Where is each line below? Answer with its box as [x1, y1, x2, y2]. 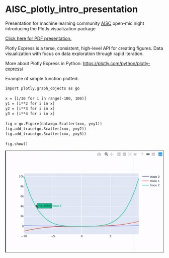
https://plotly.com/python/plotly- [82, 60, 151, 66]
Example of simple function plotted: [5, 75, 79, 81]
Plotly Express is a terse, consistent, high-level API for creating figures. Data [5, 45, 163, 51]
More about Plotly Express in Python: [5, 60, 82, 66]
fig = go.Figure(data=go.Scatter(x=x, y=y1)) [5, 121, 102, 126]
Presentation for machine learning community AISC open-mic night [5, 20, 144, 26]
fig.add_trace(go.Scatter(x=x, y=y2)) [5, 126, 87, 131]
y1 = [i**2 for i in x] [5, 101, 55, 106]
